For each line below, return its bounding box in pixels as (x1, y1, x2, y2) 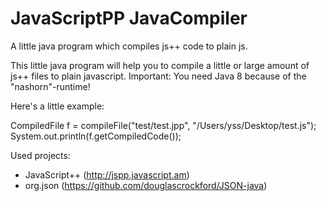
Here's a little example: (10, 100, 105, 112)
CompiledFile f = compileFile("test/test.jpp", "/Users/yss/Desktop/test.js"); (10, 119, 317, 131)
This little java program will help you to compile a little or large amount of (10, 59, 310, 71)
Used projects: (10, 149, 71, 161)
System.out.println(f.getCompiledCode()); (10, 130, 182, 142)
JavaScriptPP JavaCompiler (10, 7, 248, 30)
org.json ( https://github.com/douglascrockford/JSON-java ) (24, 179, 268, 191)
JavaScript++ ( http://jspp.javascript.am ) (24, 168, 190, 181)
